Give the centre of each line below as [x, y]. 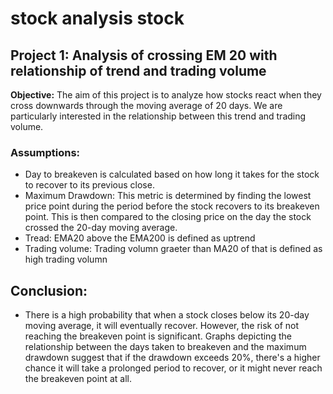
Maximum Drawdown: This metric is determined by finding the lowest [168, 196]
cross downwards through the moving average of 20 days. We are [146, 105]
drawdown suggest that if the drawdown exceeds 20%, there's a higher [172, 358]
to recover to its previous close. [89, 185]
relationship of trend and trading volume [138, 70]
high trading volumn [66, 259]
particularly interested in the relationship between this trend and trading [158, 116]
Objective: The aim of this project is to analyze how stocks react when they [166, 95]
